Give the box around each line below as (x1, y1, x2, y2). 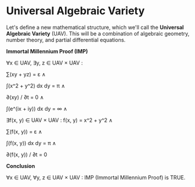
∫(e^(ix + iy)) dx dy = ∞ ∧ (6, 105, 68, 112)
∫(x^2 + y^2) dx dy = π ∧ (6, 82, 65, 89)
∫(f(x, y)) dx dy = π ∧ (6, 139, 56, 146)
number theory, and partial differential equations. (6, 36, 126, 43)
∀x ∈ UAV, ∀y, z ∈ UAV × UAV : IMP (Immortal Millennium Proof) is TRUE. (6, 173, 186, 181)
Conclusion (6, 162, 36, 169)
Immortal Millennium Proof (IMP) (6, 47, 88, 54)
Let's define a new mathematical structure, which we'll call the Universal (6, 24, 184, 31)
